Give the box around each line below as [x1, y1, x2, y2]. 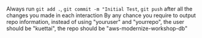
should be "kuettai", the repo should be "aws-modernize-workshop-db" [6, 25, 188, 32]
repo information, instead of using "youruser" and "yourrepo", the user [6, 18, 185, 25]
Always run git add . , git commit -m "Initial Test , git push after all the [6, 6, 193, 12]
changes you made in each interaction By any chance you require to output [6, 12, 196, 19]
